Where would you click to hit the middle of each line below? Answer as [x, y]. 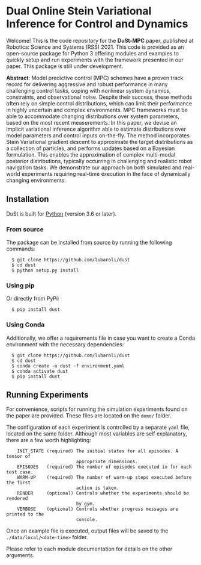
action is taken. [97, 488]
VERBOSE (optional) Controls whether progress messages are [98, 509]
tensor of [19, 457]
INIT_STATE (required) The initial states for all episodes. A [98, 451]
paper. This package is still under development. [65, 66]
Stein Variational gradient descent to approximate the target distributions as [100, 142]
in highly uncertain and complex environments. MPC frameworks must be [97, 110]
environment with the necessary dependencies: [65, 344]
